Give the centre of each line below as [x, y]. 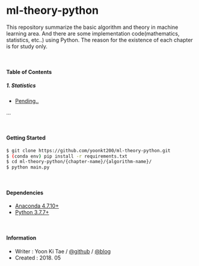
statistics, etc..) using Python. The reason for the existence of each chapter [100, 40]
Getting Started [26, 138]
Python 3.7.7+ [32, 212]
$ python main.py [28, 167]
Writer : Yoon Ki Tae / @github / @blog [63, 251]
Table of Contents [29, 72]
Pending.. [27, 101]
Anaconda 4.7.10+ [37, 206]
